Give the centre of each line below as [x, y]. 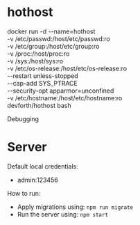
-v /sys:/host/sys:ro [35, 61]
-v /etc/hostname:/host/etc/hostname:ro [65, 98]
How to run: [24, 193]
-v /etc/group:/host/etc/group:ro [53, 46]
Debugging [23, 118]
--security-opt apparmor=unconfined [61, 91]
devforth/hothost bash [39, 105]
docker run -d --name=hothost [51, 31]
